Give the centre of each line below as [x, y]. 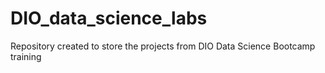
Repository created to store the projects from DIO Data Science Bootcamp [163, 46]
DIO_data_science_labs [109, 18]
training [26, 56]
